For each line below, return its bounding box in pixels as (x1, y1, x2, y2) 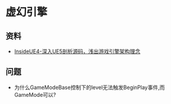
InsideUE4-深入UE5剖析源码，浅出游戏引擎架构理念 (14, 48, 141, 55)
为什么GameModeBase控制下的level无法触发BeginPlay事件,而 (14, 84, 165, 91)
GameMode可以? (14, 91, 56, 98)
